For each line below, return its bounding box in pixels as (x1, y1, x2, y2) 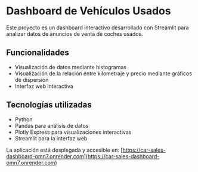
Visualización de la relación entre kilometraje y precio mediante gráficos (14, 70, 193, 77)
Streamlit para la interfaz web (14, 134, 88, 142)
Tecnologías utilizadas (6, 100, 92, 110)
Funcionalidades (6, 48, 70, 58)
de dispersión (14, 76, 49, 83)
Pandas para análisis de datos (14, 122, 89, 129)
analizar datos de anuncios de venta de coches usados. (6, 30, 143, 37)
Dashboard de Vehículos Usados (6, 4, 171, 18)
